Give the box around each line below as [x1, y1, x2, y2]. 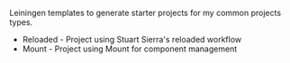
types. [9, 17, 33, 28]
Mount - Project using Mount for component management [22, 43, 238, 54]
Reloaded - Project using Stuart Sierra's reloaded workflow [22, 35, 242, 44]
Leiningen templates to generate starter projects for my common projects [9, 8, 282, 18]
